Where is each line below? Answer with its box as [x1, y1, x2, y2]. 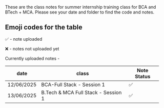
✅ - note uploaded [5, 36, 42, 42]
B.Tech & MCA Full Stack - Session [41, 89, 122, 96]
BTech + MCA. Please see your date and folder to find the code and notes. [5, 9, 155, 15]
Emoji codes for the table [5, 23, 82, 31]
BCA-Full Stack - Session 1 [41, 81, 105, 88]
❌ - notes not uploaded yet [5, 46, 60, 51]
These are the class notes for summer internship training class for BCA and [5, 4, 156, 10]
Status [135, 73, 150, 79]
